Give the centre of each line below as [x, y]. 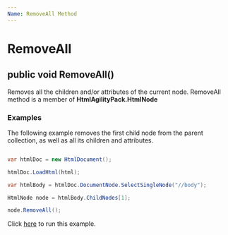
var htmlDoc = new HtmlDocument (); [60, 159]
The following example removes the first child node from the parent [105, 133]
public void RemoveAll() [61, 75]
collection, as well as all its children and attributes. [80, 140]
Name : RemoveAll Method [42, 14]
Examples [25, 117]
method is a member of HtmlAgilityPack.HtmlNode [83, 99]
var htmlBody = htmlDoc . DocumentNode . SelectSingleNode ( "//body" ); [107, 185]
